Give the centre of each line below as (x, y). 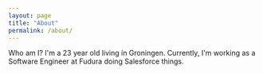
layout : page (30, 16)
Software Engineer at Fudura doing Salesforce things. (96, 61)
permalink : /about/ (41, 30)
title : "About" (33, 23)
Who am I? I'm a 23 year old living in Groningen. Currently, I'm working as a (132, 53)
